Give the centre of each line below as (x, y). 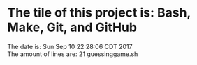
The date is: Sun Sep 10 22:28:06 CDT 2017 (70, 46)
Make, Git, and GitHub (72, 27)
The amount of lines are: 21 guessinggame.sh (73, 54)
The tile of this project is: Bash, (99, 13)
